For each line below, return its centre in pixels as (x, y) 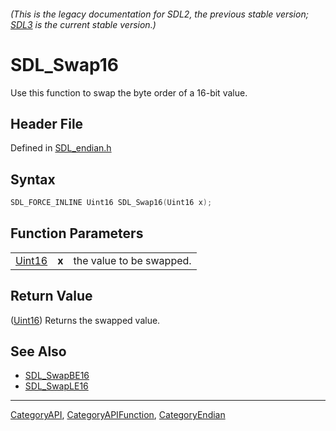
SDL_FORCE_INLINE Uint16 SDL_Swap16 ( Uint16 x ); (111, 203)
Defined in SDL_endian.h (61, 148)
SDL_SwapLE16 (56, 386)
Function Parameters (77, 233)
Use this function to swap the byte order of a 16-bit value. (129, 92)
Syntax (33, 179)
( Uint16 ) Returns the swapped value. (85, 320)
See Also (38, 351)
